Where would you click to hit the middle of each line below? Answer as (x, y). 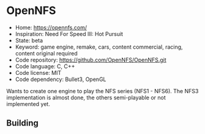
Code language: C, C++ (45, 66)
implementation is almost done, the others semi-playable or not (86, 97)
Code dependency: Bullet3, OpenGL (61, 79)
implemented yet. (28, 104)
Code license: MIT (38, 72)
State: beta (29, 40)
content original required (46, 53)
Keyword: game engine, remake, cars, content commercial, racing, (99, 47)
